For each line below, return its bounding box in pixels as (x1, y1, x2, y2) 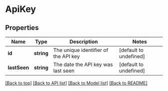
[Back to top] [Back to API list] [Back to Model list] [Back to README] (5, 80, 147, 86)
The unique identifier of (53, 46, 108, 53)
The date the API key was (53, 61, 113, 68)
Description (69, 38, 98, 45)
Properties (5, 23, 39, 32)
